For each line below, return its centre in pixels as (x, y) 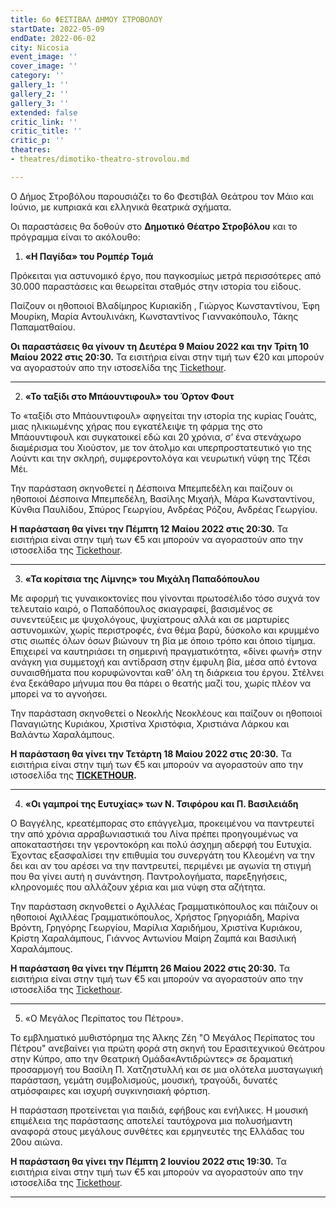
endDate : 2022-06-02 (53, 38)
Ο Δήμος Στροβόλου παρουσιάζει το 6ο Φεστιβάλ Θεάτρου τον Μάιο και (162, 196)
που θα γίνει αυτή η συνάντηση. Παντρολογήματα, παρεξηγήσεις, (149, 876)
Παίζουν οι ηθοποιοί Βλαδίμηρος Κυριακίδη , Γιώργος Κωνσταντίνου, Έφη (165, 305)
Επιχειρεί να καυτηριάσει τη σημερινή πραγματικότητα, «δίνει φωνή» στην (166, 651)
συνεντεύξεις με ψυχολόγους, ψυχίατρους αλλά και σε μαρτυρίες (150, 619)
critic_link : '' (44, 122)
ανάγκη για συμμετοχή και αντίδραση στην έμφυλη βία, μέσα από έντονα (164, 662)
